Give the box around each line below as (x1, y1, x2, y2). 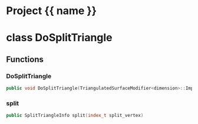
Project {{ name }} (6, 4, 97, 18)
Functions (6, 54, 44, 64)
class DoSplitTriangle (6, 31, 113, 45)
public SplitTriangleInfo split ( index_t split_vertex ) (6, 113, 144, 119)
